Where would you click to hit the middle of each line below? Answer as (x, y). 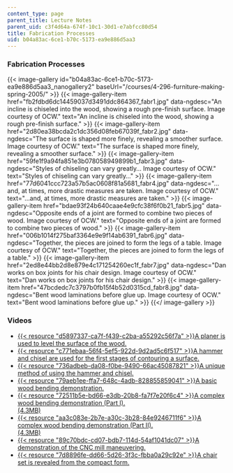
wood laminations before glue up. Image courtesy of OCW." (135, 295)
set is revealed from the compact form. (73, 462)
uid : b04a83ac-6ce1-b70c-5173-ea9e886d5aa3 (72, 40)
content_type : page (36, 14)
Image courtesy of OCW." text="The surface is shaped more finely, (103, 146)
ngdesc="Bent (28, 295)
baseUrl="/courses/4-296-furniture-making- (160, 87)
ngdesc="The (27, 139)
